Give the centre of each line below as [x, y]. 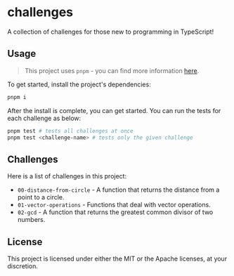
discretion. [23, 266]
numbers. [31, 220]
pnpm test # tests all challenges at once [70, 131]
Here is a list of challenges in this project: [67, 176]
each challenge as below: [44, 118]
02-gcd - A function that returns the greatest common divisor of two [115, 212]
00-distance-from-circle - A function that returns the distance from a [118, 190]
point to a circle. [41, 197]
